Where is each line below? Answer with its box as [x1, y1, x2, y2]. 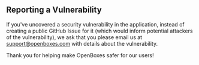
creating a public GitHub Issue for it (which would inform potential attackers [6, 27, 193, 34]
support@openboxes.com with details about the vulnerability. [6, 40, 158, 47]
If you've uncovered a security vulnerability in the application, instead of [6, 20, 185, 28]
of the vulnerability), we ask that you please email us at [6, 33, 143, 41]
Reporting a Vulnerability [6, 5, 102, 15]
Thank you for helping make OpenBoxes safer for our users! [6, 51, 154, 59]
